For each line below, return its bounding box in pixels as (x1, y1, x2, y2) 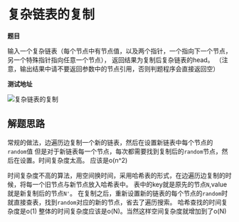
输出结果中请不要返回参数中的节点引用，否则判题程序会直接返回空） (19, 64, 219, 73)
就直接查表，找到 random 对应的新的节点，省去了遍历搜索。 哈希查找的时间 (7, 198, 222, 206)
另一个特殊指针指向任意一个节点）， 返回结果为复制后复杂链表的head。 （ (7, 55, 222, 64)
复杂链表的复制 (7, 6, 95, 23)
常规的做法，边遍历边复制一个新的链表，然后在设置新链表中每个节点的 (7, 138, 213, 146)
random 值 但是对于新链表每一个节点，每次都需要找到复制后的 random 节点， (7, 147, 222, 156)
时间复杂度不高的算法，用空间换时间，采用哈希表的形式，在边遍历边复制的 (7, 171, 225, 179)
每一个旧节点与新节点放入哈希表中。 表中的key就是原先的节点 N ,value (26, 180, 228, 188)
